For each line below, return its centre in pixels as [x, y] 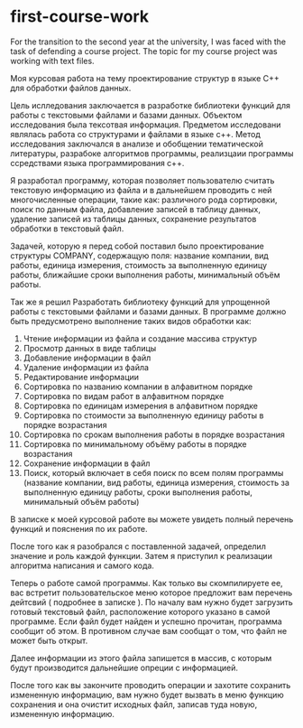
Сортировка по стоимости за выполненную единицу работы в [143, 415]
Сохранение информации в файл [87, 463]
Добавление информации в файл [87, 358]
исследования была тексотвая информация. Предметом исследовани [146, 125]
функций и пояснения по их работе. [79, 528]
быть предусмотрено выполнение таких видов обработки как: [131, 321]
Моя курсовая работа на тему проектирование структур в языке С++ [145, 78]
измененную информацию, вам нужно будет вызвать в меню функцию [147, 695]
